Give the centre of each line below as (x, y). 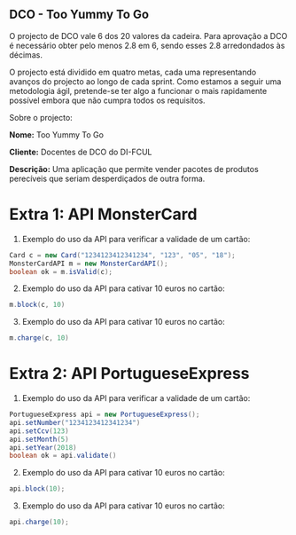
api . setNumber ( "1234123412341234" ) (75, 422)
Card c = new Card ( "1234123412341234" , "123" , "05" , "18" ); (123, 255)
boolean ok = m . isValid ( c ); (61, 271)
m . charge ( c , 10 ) (39, 338)
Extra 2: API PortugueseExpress (129, 374)
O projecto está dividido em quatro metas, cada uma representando (133, 72)
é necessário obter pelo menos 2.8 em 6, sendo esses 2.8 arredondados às (147, 45)
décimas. (26, 55)
